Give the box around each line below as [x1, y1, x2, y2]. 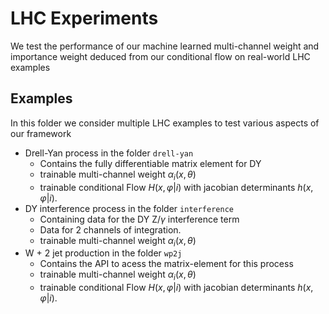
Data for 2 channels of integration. [39, 223, 182, 236]
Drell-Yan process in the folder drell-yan [24, 147, 194, 159]
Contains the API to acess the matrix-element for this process [39, 258, 294, 270]
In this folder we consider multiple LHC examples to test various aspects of [10, 117, 320, 129]
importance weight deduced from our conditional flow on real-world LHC [10, 50, 311, 62]
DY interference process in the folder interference [24, 202, 234, 214]
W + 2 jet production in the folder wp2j [24, 247, 183, 259]
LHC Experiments [10, 7, 159, 30]
